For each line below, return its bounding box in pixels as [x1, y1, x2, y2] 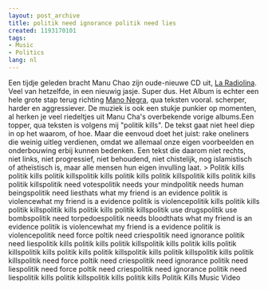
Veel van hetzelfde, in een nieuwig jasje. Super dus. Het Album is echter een [8, 86, 259, 96]
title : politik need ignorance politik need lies [8, 19, 177, 27]
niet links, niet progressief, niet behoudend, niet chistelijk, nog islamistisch [8, 154, 253, 163]
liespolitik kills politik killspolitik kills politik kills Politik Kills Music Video [8, 272, 241, 282]
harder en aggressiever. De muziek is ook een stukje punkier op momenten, [8, 103, 257, 112]
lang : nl [8, 57, 37, 65]
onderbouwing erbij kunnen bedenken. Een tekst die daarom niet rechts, [8, 145, 246, 155]
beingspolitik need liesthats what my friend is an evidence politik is [8, 188, 228, 198]
